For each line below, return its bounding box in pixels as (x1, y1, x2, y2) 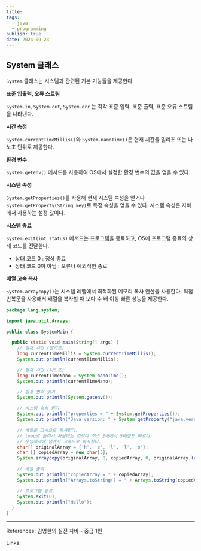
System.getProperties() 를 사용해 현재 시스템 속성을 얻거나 (6, 194, 145, 201)
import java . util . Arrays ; (6, 318, 71, 324)
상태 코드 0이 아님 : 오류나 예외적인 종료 (14, 262, 108, 270)
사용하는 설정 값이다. (17, 209, 66, 216)
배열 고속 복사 (6, 275, 38, 282)
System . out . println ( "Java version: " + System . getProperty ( (17, 417, 170, 423)
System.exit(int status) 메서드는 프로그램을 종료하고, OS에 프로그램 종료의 (6, 234, 187, 241)
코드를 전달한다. (12, 242, 50, 249)
